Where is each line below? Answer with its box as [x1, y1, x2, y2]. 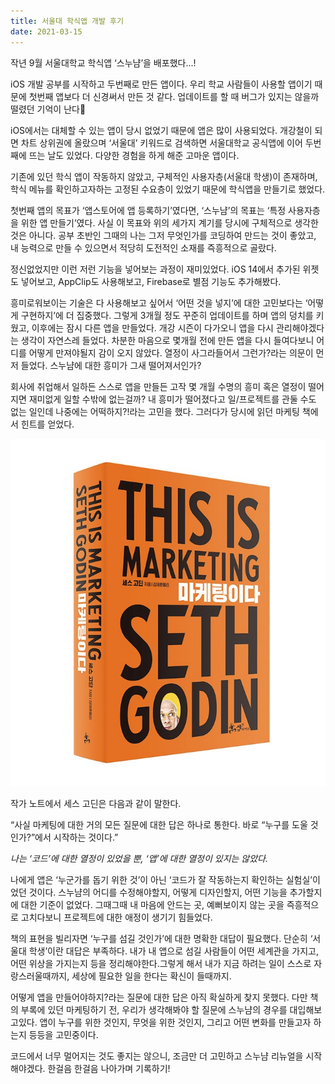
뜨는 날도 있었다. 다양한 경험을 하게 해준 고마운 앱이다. [28, 149, 240, 161]
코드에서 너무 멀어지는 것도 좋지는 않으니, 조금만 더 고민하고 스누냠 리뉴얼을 [10, 1050, 304, 1062]
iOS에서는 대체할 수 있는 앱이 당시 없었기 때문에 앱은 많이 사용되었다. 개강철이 [10, 124, 313, 136]
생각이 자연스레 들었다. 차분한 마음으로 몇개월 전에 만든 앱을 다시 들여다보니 [20, 334, 315, 346]
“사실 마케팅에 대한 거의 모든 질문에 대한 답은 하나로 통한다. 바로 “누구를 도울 [10, 818, 308, 830]
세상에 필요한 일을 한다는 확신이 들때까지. [71, 970, 232, 982]
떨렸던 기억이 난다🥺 [10, 103, 87, 115]
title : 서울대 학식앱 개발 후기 [10, 16, 124, 26]
